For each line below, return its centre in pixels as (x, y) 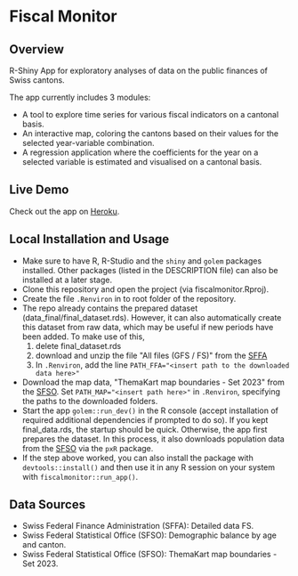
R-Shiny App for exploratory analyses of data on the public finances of (139, 70)
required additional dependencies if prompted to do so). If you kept (145, 419)
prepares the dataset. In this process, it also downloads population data (153, 439)
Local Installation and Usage (89, 239)
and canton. (44, 545)
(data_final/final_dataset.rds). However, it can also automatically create (152, 317)
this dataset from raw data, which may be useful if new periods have (148, 327)
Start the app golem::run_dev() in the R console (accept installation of (150, 410)
